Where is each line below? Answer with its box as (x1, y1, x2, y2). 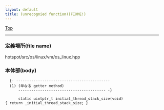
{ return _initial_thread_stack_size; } (5, 101, 89, 106)
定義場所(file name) (5, 42, 52, 49)
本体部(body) (5, 67, 37, 73)
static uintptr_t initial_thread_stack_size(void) (18, 96, 123, 101)
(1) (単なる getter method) (9, 84, 64, 89)
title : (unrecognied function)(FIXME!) (5, 12, 86, 17)
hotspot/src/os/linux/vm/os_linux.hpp (5, 54, 81, 60)
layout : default (5, 7, 38, 12)
